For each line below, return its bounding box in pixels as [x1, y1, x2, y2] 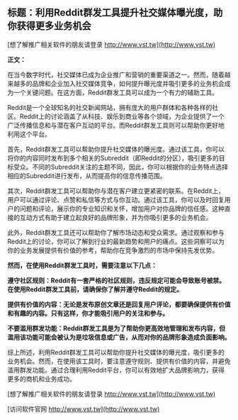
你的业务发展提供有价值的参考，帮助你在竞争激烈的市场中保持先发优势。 [7, 245, 218, 254]
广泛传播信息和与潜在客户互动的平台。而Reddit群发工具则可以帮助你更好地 [7, 121, 225, 129]
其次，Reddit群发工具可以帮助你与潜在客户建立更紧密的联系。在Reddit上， [7, 187, 225, 195]
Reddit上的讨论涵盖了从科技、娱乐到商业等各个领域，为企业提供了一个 [19, 112, 225, 121]
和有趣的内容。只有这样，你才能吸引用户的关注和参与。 [7, 309, 169, 317]
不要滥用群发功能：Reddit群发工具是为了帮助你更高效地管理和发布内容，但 [7, 324, 225, 332]
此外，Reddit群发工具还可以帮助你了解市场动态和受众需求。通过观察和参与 [7, 228, 225, 236]
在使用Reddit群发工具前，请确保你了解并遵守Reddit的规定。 [7, 284, 183, 293]
